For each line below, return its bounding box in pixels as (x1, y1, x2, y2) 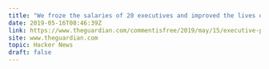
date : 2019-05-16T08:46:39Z (8, 19, 102, 27)
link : (8, 26, 26, 34)
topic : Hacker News (8, 41, 74, 49)
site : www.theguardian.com (8, 33, 98, 42)
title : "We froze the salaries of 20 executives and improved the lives (8, 11, 256, 20)
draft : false (8, 48, 52, 56)
